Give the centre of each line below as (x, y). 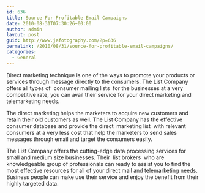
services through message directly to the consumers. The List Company (97, 81)
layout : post (23, 35)
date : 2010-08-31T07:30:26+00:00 (49, 23)
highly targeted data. (33, 183)
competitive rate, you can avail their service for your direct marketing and (99, 94)
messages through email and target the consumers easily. (79, 139)
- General (24, 58)
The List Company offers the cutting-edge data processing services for (96, 151)
